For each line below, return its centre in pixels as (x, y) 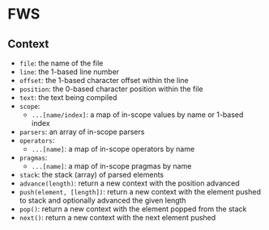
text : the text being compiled (68, 97)
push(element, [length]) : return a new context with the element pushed (140, 192)
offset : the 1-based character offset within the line (104, 80)
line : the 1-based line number (69, 72)
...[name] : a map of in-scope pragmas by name (111, 166)
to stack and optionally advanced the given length (103, 200)
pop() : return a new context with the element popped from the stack (133, 209)
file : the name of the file (61, 63)
